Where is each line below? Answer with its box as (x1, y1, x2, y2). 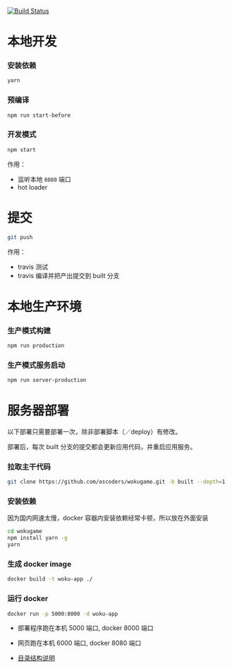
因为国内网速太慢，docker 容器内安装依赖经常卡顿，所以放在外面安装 (7, 513, 209, 523)
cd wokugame (7, 528, 42, 535)
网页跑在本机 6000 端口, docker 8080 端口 (17, 639, 142, 647)
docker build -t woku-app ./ (7, 576, 93, 583)
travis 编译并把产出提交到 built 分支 (17, 271, 120, 279)
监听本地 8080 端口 (17, 175, 72, 183)
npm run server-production (7, 377, 87, 384)
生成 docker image (7, 559, 72, 569)
